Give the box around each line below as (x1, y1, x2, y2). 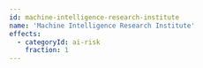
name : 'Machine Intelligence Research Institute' (9, 21, 196, 30)
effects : (9, 29, 41, 38)
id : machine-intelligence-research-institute (9, 12, 179, 22)
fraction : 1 (25, 46, 69, 55)
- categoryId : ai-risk (17, 37, 101, 47)
